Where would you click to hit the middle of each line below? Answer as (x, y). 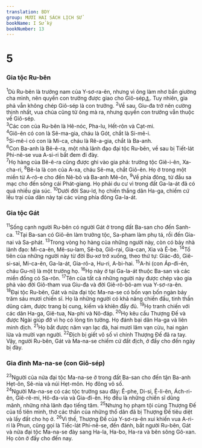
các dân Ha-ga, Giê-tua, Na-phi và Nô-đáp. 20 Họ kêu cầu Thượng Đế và (96, 313)
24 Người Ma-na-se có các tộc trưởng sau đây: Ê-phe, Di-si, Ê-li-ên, (90, 391)
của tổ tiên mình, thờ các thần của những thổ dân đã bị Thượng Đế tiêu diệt (99, 412)
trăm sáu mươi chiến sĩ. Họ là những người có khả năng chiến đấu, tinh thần (100, 298)
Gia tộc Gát (23, 213)
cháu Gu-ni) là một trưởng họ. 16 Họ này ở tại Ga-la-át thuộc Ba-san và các (98, 270)
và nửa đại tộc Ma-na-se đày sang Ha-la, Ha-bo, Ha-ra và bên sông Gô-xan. (101, 432)
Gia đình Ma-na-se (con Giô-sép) (56, 363)
